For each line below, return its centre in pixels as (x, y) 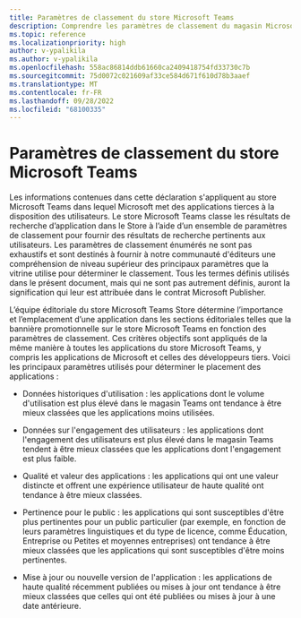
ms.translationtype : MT (54, 84)
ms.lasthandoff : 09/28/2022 (62, 101)
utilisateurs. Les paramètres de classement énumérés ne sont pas (131, 245)
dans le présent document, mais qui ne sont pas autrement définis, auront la (150, 283)
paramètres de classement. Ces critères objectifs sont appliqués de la (138, 339)
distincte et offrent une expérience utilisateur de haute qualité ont (143, 485)
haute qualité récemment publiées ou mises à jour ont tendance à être (151, 587)
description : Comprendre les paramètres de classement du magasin (136, 26)
